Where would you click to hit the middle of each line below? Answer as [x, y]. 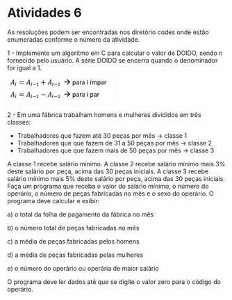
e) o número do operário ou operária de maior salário [83, 268]
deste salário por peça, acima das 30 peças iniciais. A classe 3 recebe [108, 171]
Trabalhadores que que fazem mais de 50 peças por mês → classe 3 [116, 150]
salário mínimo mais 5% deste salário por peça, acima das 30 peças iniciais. [116, 178]
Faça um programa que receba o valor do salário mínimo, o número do [108, 186]
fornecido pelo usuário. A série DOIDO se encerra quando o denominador [113, 60]
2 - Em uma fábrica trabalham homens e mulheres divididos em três [104, 115]
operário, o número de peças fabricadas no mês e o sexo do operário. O [110, 194]
